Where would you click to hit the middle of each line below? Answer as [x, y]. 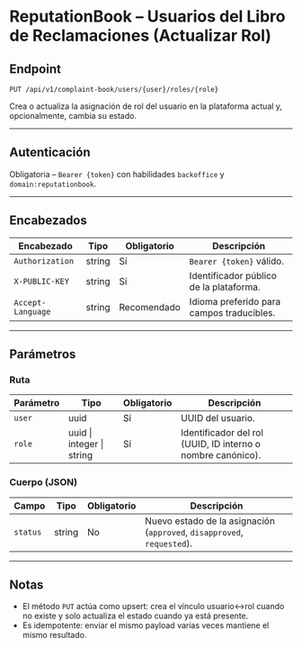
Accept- [30, 302]
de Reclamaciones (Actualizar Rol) [141, 36]
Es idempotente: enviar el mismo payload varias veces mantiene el [146, 625]
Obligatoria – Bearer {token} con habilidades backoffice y [117, 174]
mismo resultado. [54, 635]
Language [32, 311]
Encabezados [49, 221]
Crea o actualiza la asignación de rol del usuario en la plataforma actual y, [146, 106]
